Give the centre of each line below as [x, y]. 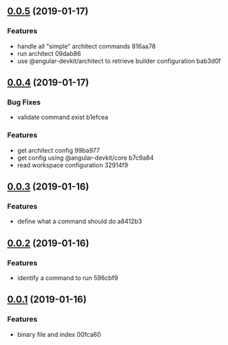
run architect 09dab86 [49, 53]
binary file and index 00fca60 [59, 334]
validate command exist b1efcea [63, 118]
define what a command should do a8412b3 [80, 221]
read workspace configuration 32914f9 [73, 165]
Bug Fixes [24, 102]
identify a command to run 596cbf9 [68, 278]
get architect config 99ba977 [58, 150]
